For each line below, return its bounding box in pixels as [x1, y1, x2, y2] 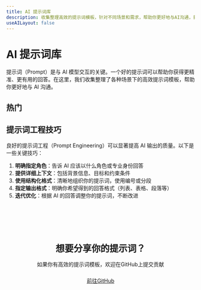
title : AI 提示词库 [6, 8, 51, 15]
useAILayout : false [6, 20, 55, 26]
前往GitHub [86, 277, 115, 285]
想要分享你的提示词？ [56, 243, 145, 255]
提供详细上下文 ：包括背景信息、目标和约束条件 [14, 169, 130, 176]
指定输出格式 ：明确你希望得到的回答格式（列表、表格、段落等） [14, 184, 172, 191]
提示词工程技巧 [6, 125, 62, 135]
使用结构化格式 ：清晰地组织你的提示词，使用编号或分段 [14, 177, 151, 184]
